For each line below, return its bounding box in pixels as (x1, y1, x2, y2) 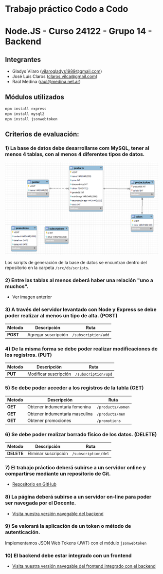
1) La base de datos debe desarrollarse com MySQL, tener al (5, 145, 149, 152)
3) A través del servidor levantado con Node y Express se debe (5, 306, 157, 313)
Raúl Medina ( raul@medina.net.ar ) (12, 79, 81, 85)
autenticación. (5, 529, 40, 536)
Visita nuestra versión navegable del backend (12, 511, 104, 517)
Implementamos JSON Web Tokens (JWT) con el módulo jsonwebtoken (5, 540, 147, 546)
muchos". (5, 283, 29, 289)
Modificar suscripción (27, 371, 72, 377)
